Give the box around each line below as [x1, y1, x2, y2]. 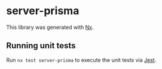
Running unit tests [6, 41, 76, 51]
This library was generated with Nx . [6, 24, 94, 31]
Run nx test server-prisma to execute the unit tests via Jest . [6, 56, 157, 63]
